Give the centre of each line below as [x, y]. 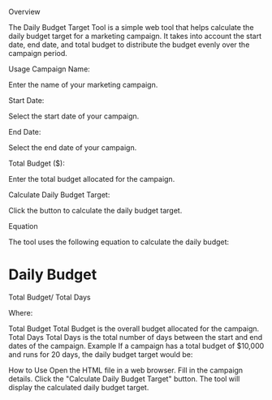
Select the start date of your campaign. [74, 116]
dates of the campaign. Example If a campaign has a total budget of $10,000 [136, 346]
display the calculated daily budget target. [79, 387]
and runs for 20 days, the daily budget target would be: [101, 354]
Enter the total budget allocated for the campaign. [92, 179]
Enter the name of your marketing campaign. [83, 85]
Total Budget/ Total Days [50, 297]
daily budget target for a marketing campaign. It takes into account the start [135, 36]
